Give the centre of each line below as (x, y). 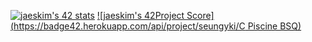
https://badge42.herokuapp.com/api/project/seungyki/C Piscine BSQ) (157, 26)
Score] (200, 15)
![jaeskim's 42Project (140, 15)
